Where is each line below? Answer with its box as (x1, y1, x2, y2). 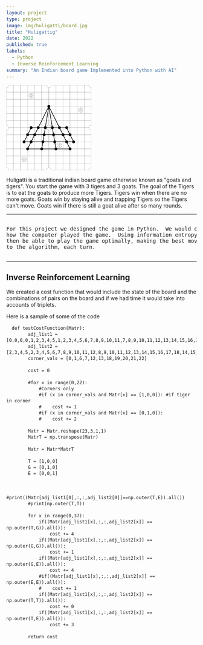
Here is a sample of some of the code (6, 313, 100, 320)
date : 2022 (6, 35, 34, 42)
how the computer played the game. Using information (6, 231, 172, 238)
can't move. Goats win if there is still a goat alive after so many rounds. (6, 201, 182, 209)
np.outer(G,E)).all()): (6, 562, 66, 568)
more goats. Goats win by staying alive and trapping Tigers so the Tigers (6, 195, 187, 203)
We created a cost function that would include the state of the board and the (6, 288, 196, 296)
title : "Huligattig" (6, 29, 59, 35)
